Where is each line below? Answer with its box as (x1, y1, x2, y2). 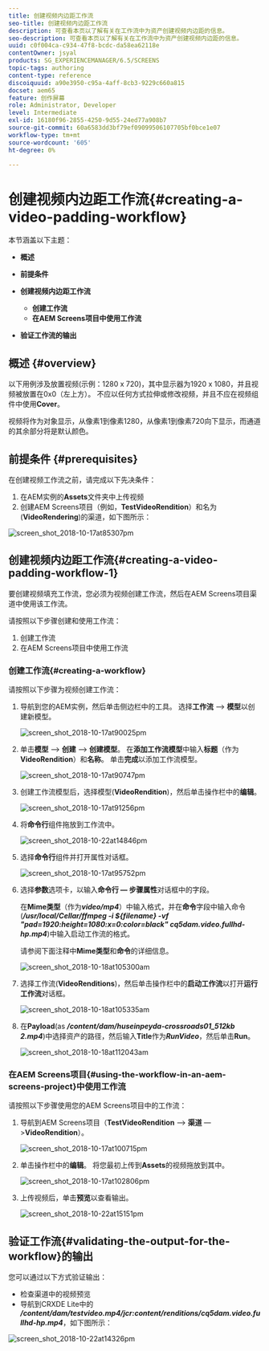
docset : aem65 (8, 86, 56, 95)
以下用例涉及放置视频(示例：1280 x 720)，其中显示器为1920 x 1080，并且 (8, 379, 252, 389)
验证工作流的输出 (19, 331, 77, 340)
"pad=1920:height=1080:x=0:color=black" (19, 920, 169, 930)
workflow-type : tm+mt (8, 131, 81, 139)
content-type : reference (8, 71, 92, 79)
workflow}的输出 (8, 1249, 94, 1263)
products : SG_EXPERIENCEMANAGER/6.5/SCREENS (8, 57, 160, 65)
